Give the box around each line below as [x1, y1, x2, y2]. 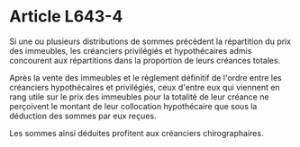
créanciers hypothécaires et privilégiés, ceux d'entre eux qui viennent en [9, 82, 281, 92]
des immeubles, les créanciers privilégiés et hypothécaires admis [9, 45, 252, 56]
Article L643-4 [9, 6, 123, 27]
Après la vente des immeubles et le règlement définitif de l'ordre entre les [9, 72, 282, 82]
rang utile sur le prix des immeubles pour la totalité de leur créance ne [9, 91, 269, 102]
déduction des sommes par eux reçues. [9, 110, 157, 121]
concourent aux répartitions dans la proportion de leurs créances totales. [9, 55, 281, 65]
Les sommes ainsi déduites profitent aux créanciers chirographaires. [9, 127, 264, 138]
